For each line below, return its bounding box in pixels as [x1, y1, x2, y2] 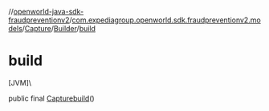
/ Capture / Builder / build [22, 24, 96, 33]
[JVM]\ [8, 77, 32, 87]
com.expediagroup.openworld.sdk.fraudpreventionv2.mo [71, 15, 261, 25]
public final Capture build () [8, 93, 95, 103]
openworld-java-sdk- [13, 7, 84, 16]
